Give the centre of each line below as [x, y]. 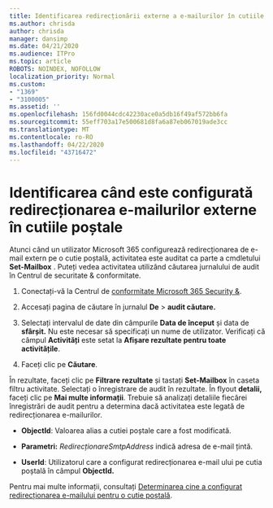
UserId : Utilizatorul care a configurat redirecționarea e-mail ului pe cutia [141, 462]
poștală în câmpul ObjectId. [67, 471]
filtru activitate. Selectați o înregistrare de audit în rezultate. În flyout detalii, [136, 389]
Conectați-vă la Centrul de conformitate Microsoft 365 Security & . [131, 291]
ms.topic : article [40, 62]
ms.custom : [28, 84]
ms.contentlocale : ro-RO [51, 137]
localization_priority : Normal [62, 77]
